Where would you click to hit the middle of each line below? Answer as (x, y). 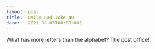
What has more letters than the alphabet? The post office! (78, 40)
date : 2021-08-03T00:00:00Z (44, 23)
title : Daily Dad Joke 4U (40, 17)
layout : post (23, 12)
